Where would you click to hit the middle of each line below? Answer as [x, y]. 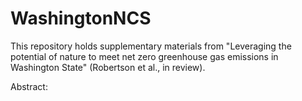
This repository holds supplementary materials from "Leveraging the [151, 46]
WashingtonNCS [81, 18]
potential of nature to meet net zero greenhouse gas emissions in [144, 56]
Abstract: [29, 86]
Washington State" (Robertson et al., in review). [108, 67]
